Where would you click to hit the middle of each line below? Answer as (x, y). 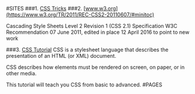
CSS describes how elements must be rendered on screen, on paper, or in (95, 67)
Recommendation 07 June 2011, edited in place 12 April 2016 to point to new (98, 32)
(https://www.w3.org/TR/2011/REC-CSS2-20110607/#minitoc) (80, 15)
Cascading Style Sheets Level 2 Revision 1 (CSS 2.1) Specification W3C (92, 26)
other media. (21, 73)
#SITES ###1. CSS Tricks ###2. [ (46, 8)
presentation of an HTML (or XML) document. (61, 56)
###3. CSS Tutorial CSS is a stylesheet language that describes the (87, 50)
